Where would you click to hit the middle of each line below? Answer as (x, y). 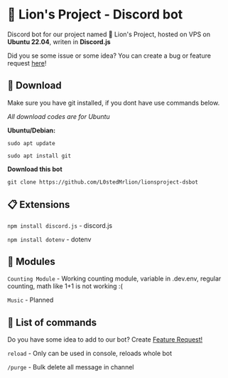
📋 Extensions (39, 205)
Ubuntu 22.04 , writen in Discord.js (59, 41)
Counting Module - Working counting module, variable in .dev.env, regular (114, 279)
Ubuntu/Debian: (31, 130)
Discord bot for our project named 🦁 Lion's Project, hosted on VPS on (109, 34)
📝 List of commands (52, 322)
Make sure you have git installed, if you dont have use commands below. (114, 103)
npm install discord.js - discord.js (60, 225)
